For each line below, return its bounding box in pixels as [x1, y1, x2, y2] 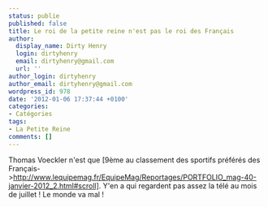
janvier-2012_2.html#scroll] [8, 180, 100, 191]
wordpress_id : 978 [8, 87, 71, 96]
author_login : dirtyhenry [8, 72, 96, 80]
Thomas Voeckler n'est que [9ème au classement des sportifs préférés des [8, 155, 261, 165]
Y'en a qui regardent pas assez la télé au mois [102, 180, 257, 191]
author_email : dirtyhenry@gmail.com [8, 80, 132, 88]
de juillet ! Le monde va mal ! [8, 189, 104, 199]
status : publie [8, 11, 60, 20]
